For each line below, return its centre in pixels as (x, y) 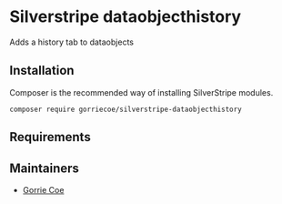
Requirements (50, 137)
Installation (42, 71)
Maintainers (45, 168)
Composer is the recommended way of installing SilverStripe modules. (141, 92)
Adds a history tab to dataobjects (72, 42)
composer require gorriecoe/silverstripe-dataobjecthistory (126, 109)
